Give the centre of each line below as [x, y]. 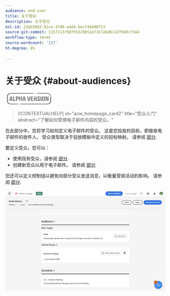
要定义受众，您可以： [27, 148]
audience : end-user [26, 11]
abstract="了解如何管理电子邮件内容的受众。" [65, 120]
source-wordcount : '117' [31, 43]
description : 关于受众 [28, 21]
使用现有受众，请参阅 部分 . [41, 158]
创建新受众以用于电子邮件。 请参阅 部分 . [55, 165]
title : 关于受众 [21, 16]
